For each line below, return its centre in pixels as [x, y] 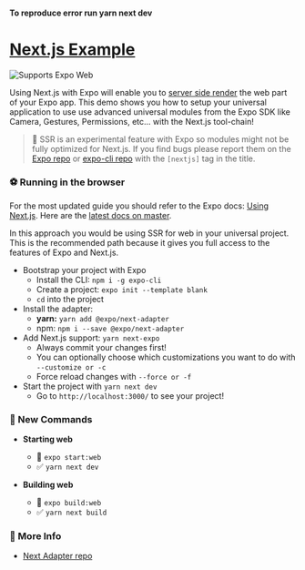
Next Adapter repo [57, 556]
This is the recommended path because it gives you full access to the [140, 242]
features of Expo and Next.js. [64, 252]
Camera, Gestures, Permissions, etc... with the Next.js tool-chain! [132, 121]
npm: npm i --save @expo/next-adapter [110, 328]
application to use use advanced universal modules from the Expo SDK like [150, 112]
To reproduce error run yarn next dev [81, 13]
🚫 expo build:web [69, 503]
